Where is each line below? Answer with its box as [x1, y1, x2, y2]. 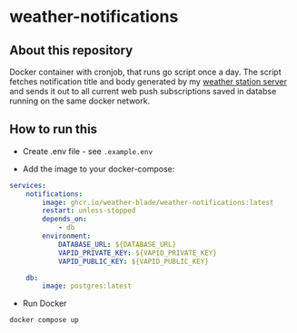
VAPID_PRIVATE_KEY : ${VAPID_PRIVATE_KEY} [57, 248, 218, 258]
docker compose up [9, 316, 79, 325]
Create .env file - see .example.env [22, 145, 153, 156]
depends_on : [42, 215, 88, 224]
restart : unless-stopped [42, 206, 136, 215]
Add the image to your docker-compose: [22, 163, 175, 174]
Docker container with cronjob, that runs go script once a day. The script [9, 66, 282, 77]
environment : [42, 231, 92, 241]
